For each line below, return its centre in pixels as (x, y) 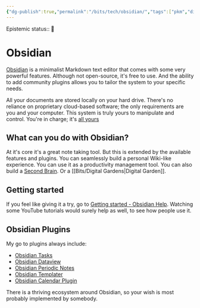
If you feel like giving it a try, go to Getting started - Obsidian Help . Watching (100, 204)
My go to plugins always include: (46, 244)
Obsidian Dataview (38, 261)
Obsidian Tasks (34, 255)
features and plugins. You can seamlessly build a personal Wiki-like (89, 158)
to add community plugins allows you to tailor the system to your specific (96, 82)
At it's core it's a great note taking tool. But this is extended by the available (99, 152)
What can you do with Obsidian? (68, 138)
